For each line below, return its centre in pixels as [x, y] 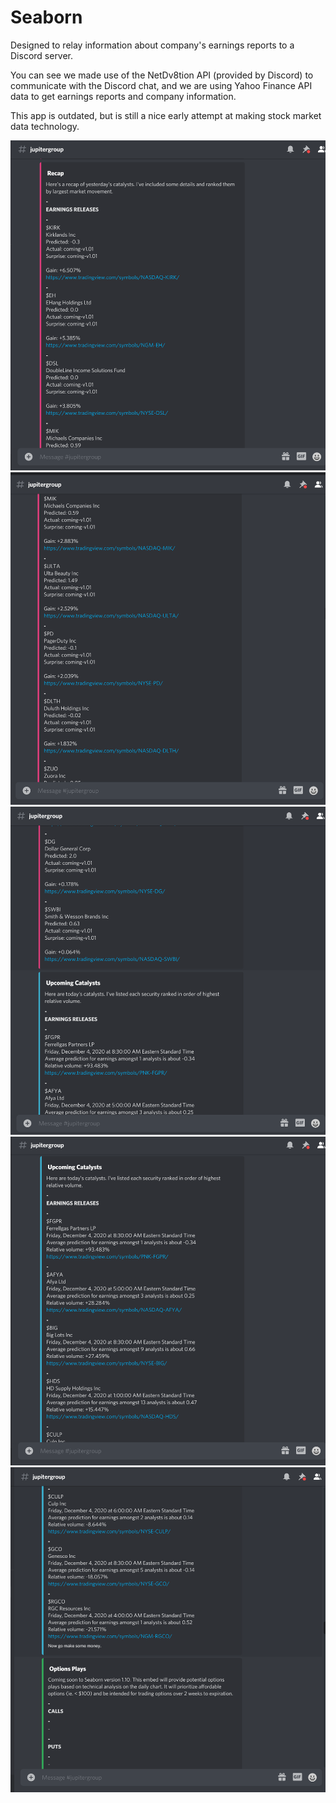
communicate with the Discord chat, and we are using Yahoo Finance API [161, 85]
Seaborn [46, 17]
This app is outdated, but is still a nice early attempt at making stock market [166, 115]
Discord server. [42, 55]
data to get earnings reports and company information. [123, 96]
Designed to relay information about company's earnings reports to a [152, 45]
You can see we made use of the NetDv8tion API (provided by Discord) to [162, 75]
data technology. [45, 126]
